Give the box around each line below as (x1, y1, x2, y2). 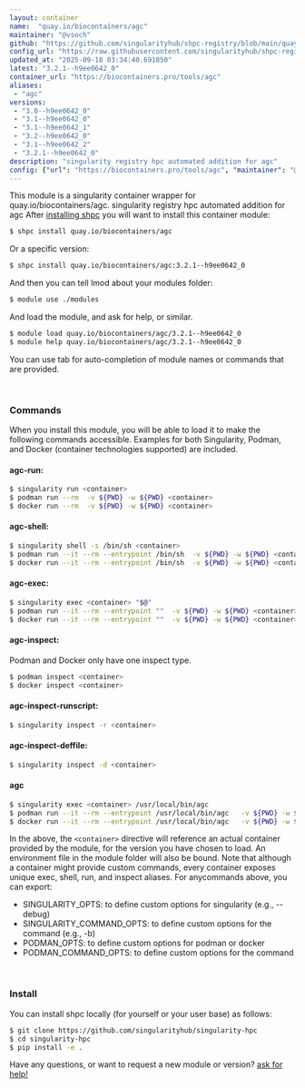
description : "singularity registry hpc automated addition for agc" (9, 156, 279, 166)
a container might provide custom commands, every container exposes (9, 862, 276, 873)
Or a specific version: (9, 243, 90, 254)
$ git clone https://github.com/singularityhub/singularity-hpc (9, 1025, 258, 1035)
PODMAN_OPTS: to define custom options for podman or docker (22, 937, 265, 949)
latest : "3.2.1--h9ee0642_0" (9, 64, 120, 74)
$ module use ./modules (9, 295, 100, 304)
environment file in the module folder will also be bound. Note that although (9, 853, 292, 864)
